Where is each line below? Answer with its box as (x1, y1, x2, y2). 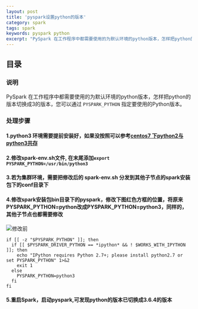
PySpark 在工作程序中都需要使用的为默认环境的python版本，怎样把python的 (6, 93, 192, 100)
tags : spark (6, 25, 35, 31)
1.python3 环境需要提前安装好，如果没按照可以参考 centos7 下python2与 (6, 132, 184, 139)
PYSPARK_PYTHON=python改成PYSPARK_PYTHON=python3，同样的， (6, 203, 187, 210)
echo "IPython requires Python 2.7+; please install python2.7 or (16, 252, 183, 258)
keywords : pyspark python (6, 31, 70, 37)
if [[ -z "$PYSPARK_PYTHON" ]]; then (6, 236, 99, 242)
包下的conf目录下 (6, 181, 49, 189)
